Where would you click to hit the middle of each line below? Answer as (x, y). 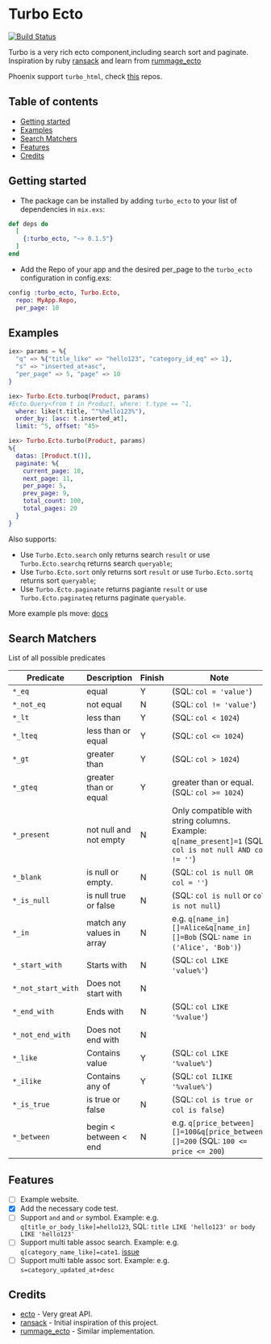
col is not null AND (211, 850)
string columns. (201, 821)
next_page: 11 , (48, 478)
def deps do (28, 224)
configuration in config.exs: (65, 278)
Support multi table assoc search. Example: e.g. (100, 1242)
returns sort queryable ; (58, 580)
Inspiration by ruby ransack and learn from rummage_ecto (105, 61)
